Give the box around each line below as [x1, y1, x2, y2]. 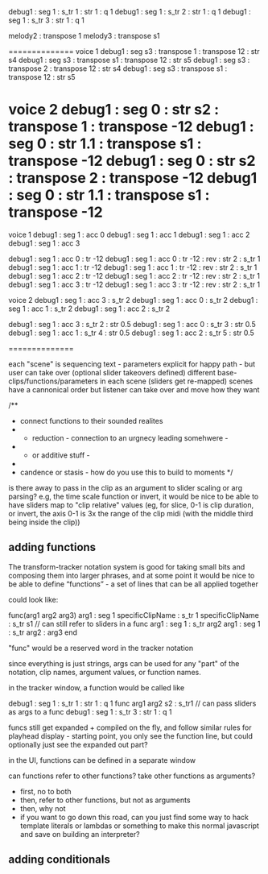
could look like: [8, 594, 59, 604]
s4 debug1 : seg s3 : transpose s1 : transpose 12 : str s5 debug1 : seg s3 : [8, 56, 250, 64]
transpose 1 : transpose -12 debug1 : [8, 118, 255, 136]
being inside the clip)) [8, 517, 80, 527]
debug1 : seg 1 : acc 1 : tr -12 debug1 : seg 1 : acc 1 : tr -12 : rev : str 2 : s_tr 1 [8, 262, 258, 272]
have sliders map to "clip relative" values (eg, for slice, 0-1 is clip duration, [8, 499, 254, 510]
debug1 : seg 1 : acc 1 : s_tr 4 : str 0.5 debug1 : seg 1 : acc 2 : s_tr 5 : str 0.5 [8, 328, 255, 338]
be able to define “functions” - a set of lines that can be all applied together [8, 579, 259, 589]
